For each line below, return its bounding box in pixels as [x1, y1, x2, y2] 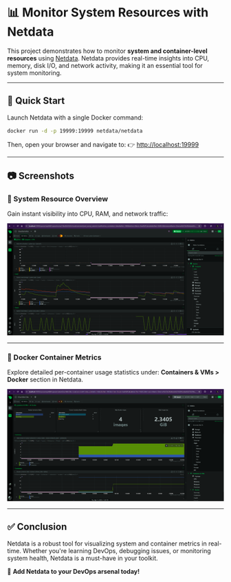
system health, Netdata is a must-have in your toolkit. [7, 554, 158, 562]
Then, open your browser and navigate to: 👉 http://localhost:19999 [7, 140, 199, 148]
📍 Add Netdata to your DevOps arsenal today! [7, 567, 140, 575]
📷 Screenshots [7, 170, 74, 182]
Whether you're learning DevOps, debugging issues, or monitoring [23, 546, 211, 555]
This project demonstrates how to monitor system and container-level [7, 47, 208, 55]
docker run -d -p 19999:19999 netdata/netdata [7, 127, 143, 134]
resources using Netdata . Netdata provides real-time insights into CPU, [7, 54, 210, 62]
